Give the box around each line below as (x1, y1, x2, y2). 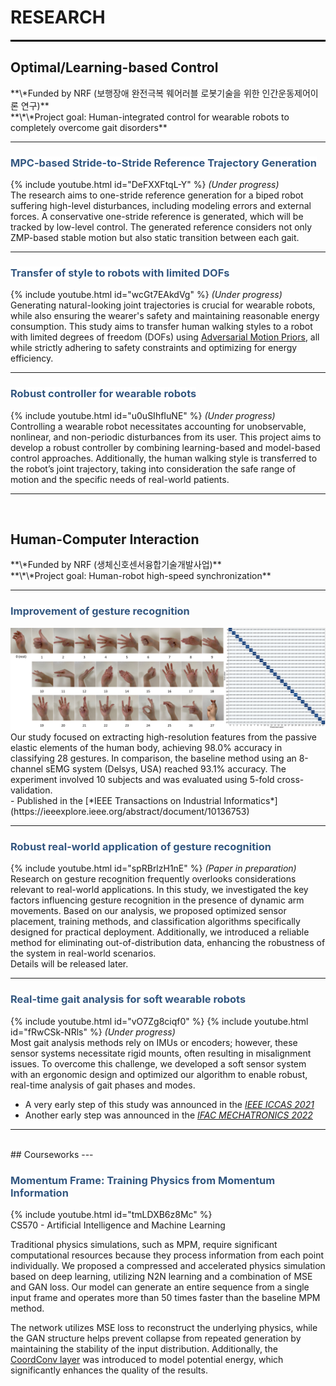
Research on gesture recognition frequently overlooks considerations (10, 873, 297, 885)
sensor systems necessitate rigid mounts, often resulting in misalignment (10, 1047, 312, 1059)
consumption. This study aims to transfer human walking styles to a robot (10, 321, 313, 333)
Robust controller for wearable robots (10, 387, 197, 401)
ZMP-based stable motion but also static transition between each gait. (10, 232, 300, 244)
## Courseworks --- (10, 1148, 94, 1160)
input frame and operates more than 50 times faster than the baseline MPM (10, 1292, 321, 1304)
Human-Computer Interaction (10, 531, 200, 548)
